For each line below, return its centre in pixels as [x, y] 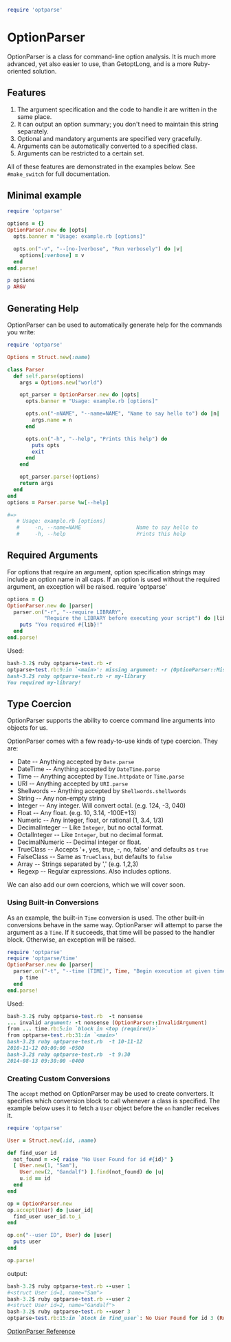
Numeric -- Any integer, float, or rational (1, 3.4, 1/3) [90, 820]
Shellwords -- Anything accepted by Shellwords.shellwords [102, 791]
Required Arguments [53, 555]
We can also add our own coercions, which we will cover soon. [96, 885]
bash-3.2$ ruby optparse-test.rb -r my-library [77, 676]
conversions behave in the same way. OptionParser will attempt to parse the [115, 924]
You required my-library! [44, 682]
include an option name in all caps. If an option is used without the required [113, 579]
